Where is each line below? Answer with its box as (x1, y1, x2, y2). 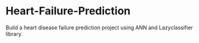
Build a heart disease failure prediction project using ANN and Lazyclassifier (5, 24, 194, 31)
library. (5, 30, 23, 37)
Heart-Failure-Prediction (5, 4, 131, 18)
